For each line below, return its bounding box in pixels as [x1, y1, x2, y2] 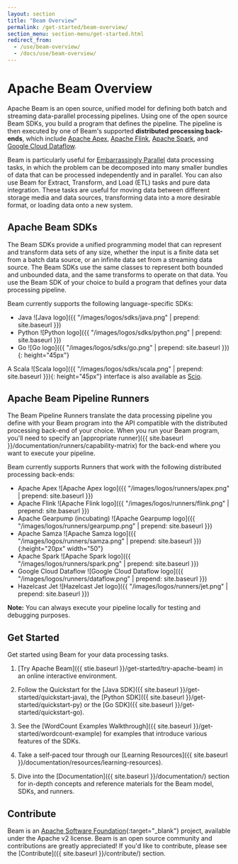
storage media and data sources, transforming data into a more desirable [7, 193, 221, 202]
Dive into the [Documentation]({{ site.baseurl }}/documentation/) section [17, 772, 230, 781]
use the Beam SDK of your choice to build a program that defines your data [7, 278, 227, 286]
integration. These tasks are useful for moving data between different [7, 185, 210, 194]
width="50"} [67, 545, 104, 553]
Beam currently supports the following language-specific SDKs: [7, 299, 193, 307]
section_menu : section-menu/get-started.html [7, 30, 144, 38]
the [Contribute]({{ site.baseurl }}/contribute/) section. [7, 849, 166, 858]
